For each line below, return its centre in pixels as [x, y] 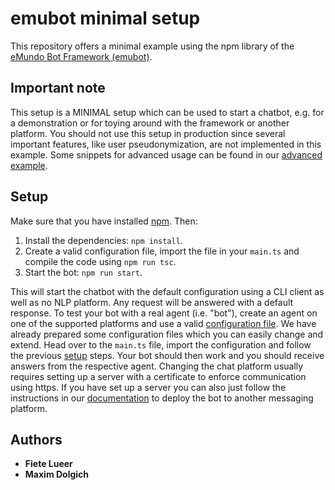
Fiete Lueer [48, 464]
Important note [58, 88]
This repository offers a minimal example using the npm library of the [152, 46]
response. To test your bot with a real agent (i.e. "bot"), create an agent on [164, 313]
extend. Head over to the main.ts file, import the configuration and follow [161, 344]
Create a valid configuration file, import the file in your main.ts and [162, 251]
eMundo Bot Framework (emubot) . [81, 56]
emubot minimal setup [105, 18]
